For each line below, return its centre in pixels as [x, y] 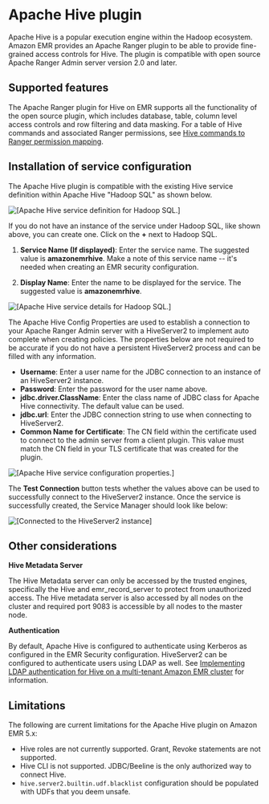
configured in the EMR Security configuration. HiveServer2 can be [118, 655]
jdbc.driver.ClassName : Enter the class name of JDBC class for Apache [139, 397]
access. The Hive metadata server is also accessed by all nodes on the [126, 598]
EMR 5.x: [23, 733]
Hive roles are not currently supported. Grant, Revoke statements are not [140, 749]
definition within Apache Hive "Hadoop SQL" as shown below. [110, 194]
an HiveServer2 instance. [62, 380]
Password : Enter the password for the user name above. [114, 389]
